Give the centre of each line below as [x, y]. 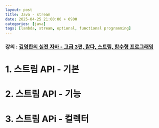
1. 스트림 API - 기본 [42, 69]
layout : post [19, 10]
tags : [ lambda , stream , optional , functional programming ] [68, 28]
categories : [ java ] [26, 24]
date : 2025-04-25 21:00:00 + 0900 [41, 19]
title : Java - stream [28, 14]
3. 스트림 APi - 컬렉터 [47, 119]
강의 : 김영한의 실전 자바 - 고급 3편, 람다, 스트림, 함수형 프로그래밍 [79, 47]
